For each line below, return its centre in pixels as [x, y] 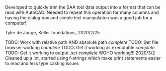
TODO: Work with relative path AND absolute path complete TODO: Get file [82, 42]
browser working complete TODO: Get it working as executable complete [80, 47]
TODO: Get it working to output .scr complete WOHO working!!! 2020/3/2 [80, 53]
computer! [16, 23]
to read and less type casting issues [42, 63]
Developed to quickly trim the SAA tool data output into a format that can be [83, 7]
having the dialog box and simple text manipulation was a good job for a [79, 18]
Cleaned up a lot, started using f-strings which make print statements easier [83, 58]
